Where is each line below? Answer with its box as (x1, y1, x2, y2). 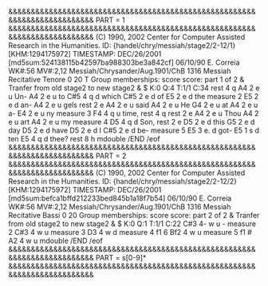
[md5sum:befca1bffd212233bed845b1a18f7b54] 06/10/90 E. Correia (8, 193, 232, 203)
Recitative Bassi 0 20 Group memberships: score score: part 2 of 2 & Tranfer (8, 211, 260, 220)
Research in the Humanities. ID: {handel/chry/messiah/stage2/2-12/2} (8, 177, 238, 186)
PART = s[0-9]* (95, 253, 147, 262)
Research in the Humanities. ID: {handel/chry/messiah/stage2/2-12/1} (8, 41, 236, 50)
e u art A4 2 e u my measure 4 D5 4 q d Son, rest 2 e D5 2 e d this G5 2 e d (8, 117, 255, 126)
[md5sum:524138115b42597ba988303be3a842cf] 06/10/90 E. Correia (8, 58, 241, 67)
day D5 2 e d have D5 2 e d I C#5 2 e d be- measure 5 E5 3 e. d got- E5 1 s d (8, 125, 259, 135)
